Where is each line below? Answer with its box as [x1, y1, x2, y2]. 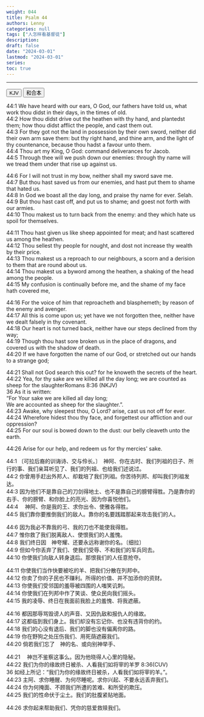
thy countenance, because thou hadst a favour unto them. [6, 141, 152, 149]
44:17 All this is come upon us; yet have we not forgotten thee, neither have [6, 312, 195, 319]
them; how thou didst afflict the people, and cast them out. [6, 122, 153, 129]
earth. [6, 433, 21, 441]
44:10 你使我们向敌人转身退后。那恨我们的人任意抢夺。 [6, 554, 144, 562]
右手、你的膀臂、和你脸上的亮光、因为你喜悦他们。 [6, 495, 134, 503]
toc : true [6, 65, 32, 72]
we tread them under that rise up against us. [6, 160, 117, 168]
